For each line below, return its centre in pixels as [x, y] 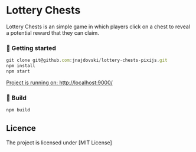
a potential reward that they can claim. [53, 32]
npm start [18, 71]
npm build [18, 110]
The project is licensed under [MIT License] [59, 143]
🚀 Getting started [31, 48]
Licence [21, 128]
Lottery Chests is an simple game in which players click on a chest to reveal [98, 27]
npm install [21, 66]
